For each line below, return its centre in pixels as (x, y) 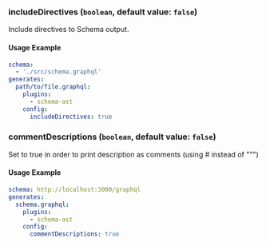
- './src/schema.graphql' (59, 72)
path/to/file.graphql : (53, 87)
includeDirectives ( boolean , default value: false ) (103, 12)
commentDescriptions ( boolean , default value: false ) (112, 137)
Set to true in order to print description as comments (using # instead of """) (134, 154)
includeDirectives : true (71, 117)
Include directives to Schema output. (69, 30)
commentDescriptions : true (74, 234)
